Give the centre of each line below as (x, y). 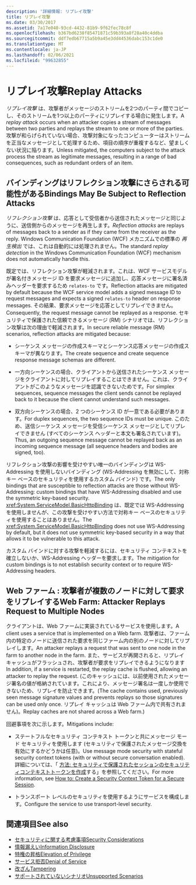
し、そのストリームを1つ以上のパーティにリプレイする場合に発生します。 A (95, 116)
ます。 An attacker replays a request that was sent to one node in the (103, 648)
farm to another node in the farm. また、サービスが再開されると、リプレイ (95, 655)
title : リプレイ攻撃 (28, 17)
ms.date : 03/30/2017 (31, 22)
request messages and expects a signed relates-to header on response (93, 298)
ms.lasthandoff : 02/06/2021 (40, 55)
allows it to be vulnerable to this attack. (53, 539)
